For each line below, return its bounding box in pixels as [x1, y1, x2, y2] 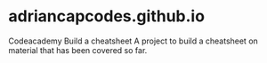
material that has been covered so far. [8, 44, 148, 55]
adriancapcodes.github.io [8, 6, 206, 27]
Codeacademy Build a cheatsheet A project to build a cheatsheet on [8, 35, 259, 46]
